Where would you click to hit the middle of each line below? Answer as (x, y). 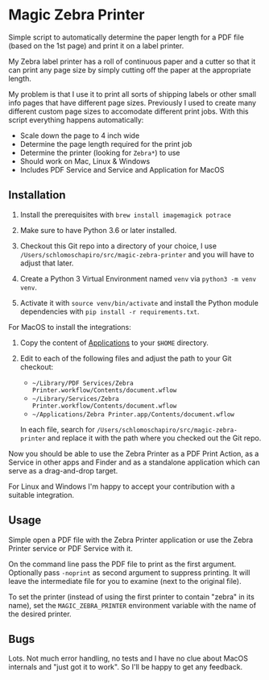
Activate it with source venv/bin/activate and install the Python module (139, 302)
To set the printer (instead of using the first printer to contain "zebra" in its (132, 597)
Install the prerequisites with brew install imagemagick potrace (126, 215)
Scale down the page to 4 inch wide (80, 136)
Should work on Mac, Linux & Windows (85, 161)
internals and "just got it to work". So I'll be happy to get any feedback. (126, 667)
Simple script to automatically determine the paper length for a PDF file (126, 37)
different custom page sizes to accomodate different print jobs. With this (128, 111)
